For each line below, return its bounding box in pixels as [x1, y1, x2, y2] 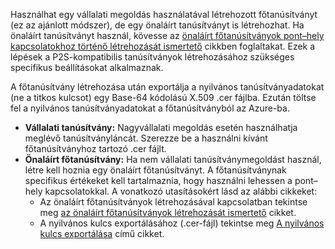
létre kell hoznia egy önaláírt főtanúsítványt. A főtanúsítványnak [24, 164, 287, 176]
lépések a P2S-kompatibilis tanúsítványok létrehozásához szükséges [10, 51, 295, 63]
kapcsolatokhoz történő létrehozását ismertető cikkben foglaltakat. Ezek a [10, 40, 316, 52]
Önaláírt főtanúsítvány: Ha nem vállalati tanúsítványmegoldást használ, [24, 154, 322, 165]
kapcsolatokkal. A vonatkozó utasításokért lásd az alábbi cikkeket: [44, 185, 318, 197]
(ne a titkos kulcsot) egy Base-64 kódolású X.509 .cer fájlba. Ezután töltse [10, 92, 317, 103]
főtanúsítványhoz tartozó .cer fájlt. [24, 143, 167, 154]
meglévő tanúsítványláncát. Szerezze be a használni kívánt [24, 132, 268, 144]
